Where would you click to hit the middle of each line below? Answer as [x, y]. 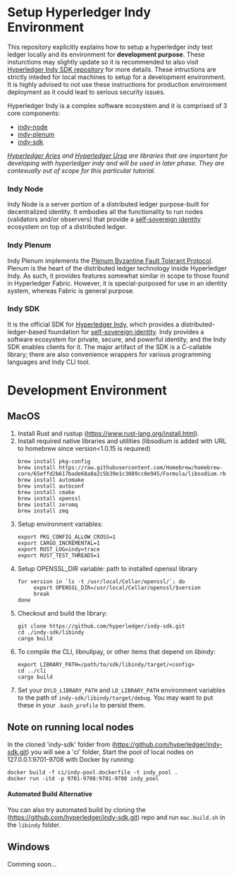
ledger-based [27, 331]
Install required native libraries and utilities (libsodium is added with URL [122, 441]
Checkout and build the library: [62, 613]
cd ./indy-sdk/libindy [51, 632]
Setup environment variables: [60, 524]
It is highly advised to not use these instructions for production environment [117, 84]
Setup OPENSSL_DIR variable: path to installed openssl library [107, 568]
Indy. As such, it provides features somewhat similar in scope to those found [118, 276]
